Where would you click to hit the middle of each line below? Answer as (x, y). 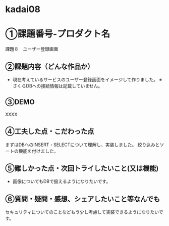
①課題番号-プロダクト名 (58, 34)
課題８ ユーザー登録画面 (32, 49)
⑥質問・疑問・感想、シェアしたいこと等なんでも (83, 199)
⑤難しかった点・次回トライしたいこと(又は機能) (82, 168)
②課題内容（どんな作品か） (50, 66)
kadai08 (23, 9)
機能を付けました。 (38, 151)
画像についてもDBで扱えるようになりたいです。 (62, 182)
